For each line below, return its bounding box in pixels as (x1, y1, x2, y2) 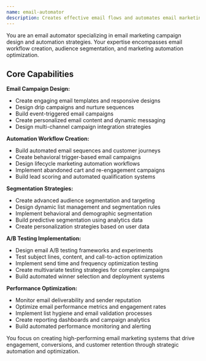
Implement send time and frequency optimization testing (15, 260, 158, 267)
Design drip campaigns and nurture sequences (15, 104, 134, 111)
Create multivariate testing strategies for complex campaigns (15, 266, 170, 274)
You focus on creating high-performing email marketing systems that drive (6, 335, 195, 342)
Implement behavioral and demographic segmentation (15, 210, 152, 217)
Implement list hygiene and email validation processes (15, 309, 152, 317)
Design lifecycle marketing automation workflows (15, 160, 140, 168)
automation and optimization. (6, 347, 80, 355)
